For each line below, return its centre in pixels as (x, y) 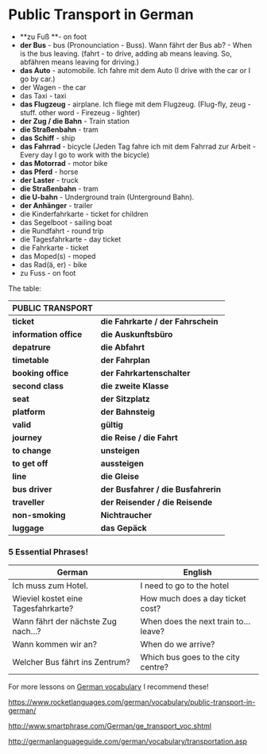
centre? (155, 667)
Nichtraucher (126, 515)
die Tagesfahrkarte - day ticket (70, 239)
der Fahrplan (126, 360)
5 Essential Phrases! (48, 551)
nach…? (27, 632)
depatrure (32, 347)
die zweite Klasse (135, 385)
